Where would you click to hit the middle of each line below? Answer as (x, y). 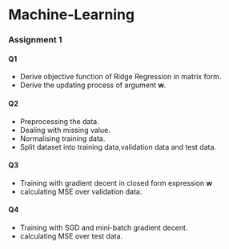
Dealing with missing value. (65, 130)
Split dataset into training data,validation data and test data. (118, 147)
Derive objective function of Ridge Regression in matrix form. (121, 77)
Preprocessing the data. (60, 121)
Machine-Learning (71, 15)
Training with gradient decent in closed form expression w (116, 183)
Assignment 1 (35, 40)
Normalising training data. (62, 139)
